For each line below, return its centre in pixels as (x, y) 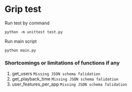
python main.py (20, 50)
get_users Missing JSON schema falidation (56, 74)
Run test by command (27, 23)
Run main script (21, 41)
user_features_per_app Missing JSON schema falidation (69, 84)
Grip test (23, 9)
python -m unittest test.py (34, 32)
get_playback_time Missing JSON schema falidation (65, 79)
